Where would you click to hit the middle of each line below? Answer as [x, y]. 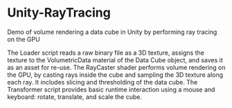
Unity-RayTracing [59, 13]
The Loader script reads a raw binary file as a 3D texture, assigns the [106, 53]
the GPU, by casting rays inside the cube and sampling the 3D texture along [115, 75]
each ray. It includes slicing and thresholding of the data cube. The [102, 82]
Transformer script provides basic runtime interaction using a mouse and [111, 89]
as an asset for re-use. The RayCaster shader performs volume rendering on [116, 67]
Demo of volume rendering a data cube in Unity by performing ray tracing [112, 32]
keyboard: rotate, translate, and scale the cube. [74, 97]
